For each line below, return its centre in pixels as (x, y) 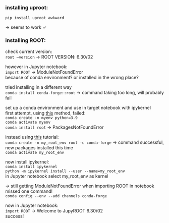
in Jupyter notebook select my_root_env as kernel (57, 176)
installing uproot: (27, 8)
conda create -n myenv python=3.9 (42, 118)
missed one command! (29, 191)
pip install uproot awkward (35, 18)
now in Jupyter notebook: (32, 205)
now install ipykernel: (27, 162)
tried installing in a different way (39, 87)
